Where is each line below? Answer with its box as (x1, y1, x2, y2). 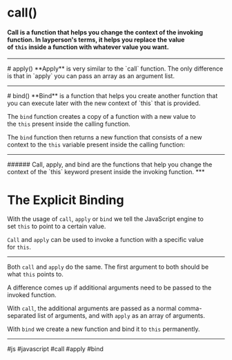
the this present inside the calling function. (7, 120, 131, 129)
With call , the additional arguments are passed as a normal (7, 304, 177, 312)
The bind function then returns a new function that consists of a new (7, 133, 202, 142)
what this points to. (7, 270, 64, 278)
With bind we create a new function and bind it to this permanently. (7, 325, 200, 333)
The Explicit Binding (7, 192, 124, 208)
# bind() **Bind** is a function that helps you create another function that (7, 92, 218, 100)
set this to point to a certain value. (7, 222, 106, 231)
